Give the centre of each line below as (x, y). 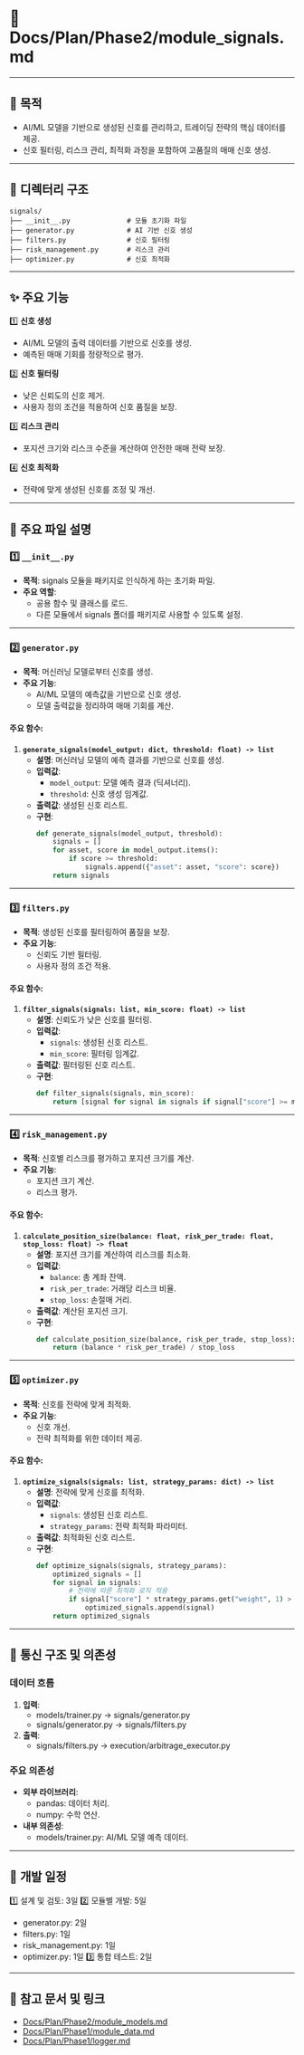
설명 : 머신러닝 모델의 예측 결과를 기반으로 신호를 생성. (130, 760)
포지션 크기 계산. (65, 1181)
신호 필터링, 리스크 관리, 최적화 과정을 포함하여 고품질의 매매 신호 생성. (147, 149)
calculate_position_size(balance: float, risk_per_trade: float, (148, 1236)
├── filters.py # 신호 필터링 (90, 240)
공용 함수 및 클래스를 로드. (82, 603)
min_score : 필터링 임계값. (95, 1054)
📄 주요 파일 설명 (51, 529)
